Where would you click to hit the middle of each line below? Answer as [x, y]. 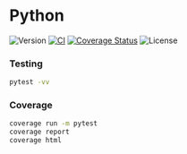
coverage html [36, 141]
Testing [26, 64]
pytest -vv [30, 82]
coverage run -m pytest [54, 124]
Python [37, 16]
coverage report [39, 132]
